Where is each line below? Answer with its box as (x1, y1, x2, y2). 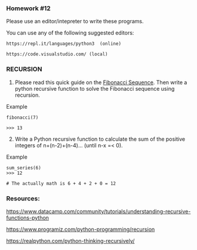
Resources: (6, 194, 40, 202)
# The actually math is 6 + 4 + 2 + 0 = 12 (6, 180, 116, 186)
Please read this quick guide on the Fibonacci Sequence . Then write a (14, 79, 187, 86)
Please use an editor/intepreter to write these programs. (6, 18, 144, 25)
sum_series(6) (6, 165, 42, 171)
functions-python (6, 214, 50, 221)
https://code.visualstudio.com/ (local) (6, 51, 109, 57)
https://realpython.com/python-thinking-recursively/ (6, 237, 135, 244)
